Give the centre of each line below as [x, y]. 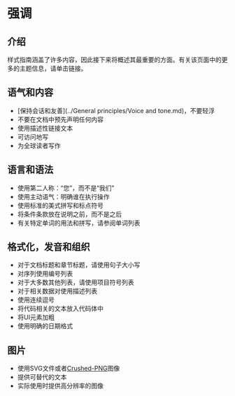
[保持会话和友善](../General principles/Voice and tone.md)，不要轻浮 [116, 110]
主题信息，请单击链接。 [53, 68]
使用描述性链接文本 [45, 128]
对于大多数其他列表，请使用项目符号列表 [76, 282]
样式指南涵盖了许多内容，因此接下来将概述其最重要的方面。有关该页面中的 [114, 60]
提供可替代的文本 [42, 377]
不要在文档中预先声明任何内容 [60, 119]
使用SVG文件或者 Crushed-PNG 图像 [69, 368]
